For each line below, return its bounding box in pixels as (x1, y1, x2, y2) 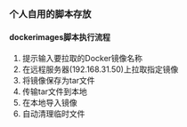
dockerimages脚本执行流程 (9, 31, 111, 42)
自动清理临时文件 (21, 108, 85, 119)
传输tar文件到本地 (21, 86, 87, 97)
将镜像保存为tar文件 (21, 75, 95, 86)
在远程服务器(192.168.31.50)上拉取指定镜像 (21, 64, 179, 75)
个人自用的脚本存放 (9, 7, 92, 20)
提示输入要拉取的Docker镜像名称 (21, 53, 143, 64)
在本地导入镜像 (21, 98, 77, 108)
